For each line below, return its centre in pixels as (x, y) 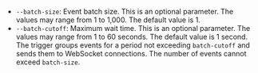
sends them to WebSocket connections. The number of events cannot (131, 54)
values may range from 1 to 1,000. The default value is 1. (108, 20)
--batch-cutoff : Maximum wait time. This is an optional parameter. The (133, 28)
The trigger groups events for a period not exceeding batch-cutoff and (133, 45)
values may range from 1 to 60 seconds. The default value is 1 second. (132, 36)
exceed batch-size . (48, 62)
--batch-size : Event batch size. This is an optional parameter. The (125, 12)
